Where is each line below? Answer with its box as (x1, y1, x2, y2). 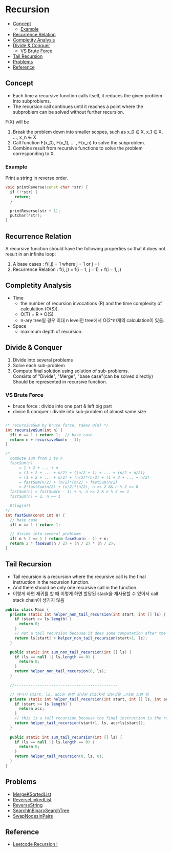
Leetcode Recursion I (12, 841, 58, 847)
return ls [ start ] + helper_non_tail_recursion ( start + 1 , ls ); (14, 635, 148, 641)
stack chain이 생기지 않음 (12, 597, 65, 603)
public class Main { (5, 607, 50, 612)
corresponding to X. (12, 150, 55, 157)
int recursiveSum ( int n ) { (5, 428, 63, 433)
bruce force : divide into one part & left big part (12, 403, 112, 409)
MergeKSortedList (12, 791, 51, 797)
